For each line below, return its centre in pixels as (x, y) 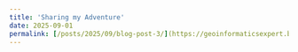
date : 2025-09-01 (41, 26)
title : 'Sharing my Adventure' (67, 17)
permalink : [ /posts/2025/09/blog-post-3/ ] (89, 33)
